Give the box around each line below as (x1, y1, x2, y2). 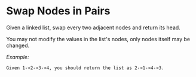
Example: (6, 53, 29, 60)
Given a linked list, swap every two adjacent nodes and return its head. (6, 24, 180, 31)
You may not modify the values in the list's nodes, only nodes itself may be (6, 35, 190, 42)
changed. (6, 42, 30, 49)
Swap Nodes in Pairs (6, 4, 111, 18)
